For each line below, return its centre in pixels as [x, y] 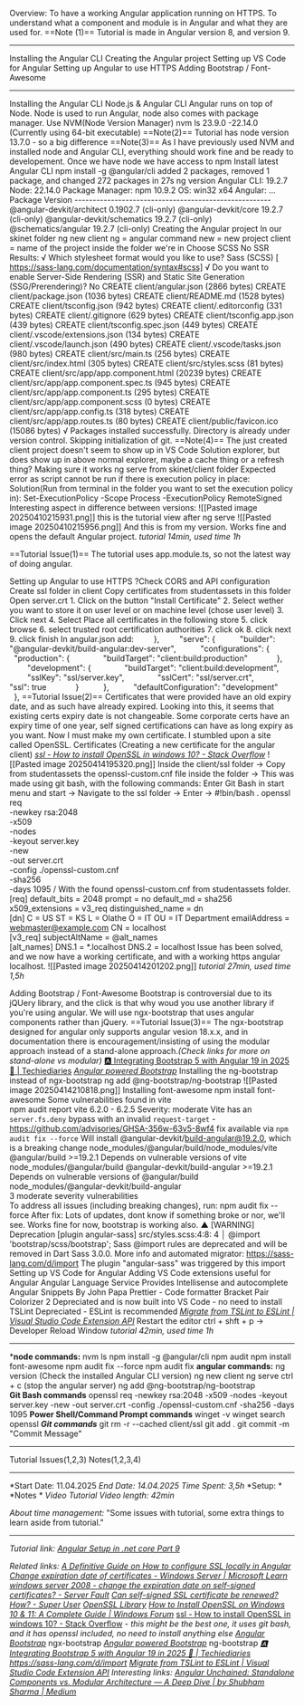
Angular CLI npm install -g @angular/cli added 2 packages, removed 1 [139, 171]
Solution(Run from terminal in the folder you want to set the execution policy [152, 489]
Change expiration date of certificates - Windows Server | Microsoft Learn [148, 1576]
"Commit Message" [46, 1433]
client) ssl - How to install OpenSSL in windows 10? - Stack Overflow [138, 754]
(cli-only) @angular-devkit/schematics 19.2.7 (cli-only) [111, 219]
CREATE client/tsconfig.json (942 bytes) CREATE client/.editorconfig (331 [146, 306]
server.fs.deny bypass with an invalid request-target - [113, 1119]
